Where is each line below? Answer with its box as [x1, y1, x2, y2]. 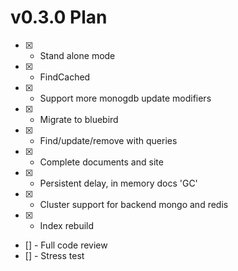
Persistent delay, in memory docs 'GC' [39, 177, 198, 189]
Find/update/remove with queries [39, 134, 178, 146]
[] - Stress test [24, 249, 85, 261]
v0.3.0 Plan [10, 6, 108, 29]
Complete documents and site [39, 156, 164, 168]
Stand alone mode [39, 49, 116, 61]
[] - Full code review [24, 239, 108, 251]
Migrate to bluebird [39, 113, 119, 125]
